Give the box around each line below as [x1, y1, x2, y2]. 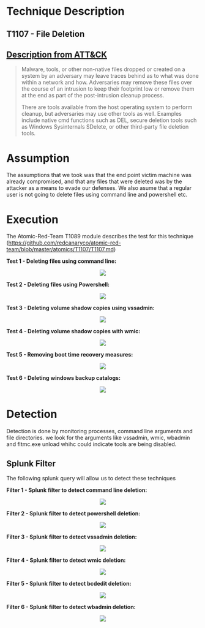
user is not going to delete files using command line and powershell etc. [6, 191, 188, 199]
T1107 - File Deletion [6, 29, 85, 39]
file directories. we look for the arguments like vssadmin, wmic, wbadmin [6, 434, 190, 442]
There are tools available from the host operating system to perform [21, 104, 193, 111]
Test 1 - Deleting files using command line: [6, 257, 117, 265]
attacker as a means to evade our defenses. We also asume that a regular [6, 184, 192, 192]
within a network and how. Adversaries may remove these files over [21, 78, 193, 86]
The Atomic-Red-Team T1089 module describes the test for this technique [6, 233, 194, 240]
